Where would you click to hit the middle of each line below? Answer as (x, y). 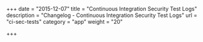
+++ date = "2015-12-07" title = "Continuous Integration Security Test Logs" (102, 9)
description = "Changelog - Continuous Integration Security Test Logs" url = (102, 15)
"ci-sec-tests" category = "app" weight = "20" (65, 22)
